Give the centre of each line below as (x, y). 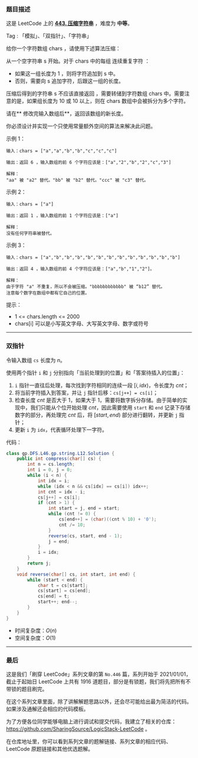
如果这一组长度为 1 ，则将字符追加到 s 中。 (67, 74)
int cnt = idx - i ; (61, 492)
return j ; (39, 563)
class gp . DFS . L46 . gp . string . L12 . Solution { (60, 453)
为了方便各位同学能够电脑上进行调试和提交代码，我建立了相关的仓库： (91, 722)
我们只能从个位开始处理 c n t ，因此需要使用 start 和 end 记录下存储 (110, 407)
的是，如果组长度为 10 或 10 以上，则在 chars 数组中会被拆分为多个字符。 (100, 101)
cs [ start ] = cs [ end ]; (64, 591)
